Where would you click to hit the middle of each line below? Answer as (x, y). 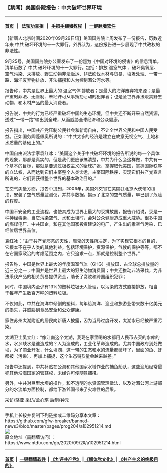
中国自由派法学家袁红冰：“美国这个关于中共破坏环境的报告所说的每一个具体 (83, 153)
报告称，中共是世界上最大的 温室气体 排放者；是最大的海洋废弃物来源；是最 (83, 90)
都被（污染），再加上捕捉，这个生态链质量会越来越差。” (61, 356)
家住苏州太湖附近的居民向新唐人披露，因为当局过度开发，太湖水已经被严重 (81, 320)
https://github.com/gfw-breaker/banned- (47, 421)
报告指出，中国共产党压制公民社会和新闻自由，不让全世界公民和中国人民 (79, 130)
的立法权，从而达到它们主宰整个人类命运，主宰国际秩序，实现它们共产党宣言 (83, 172)
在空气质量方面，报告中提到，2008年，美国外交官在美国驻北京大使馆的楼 (80, 189)
